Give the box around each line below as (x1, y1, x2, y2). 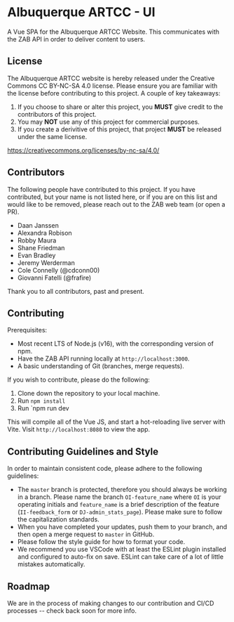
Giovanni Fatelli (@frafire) (17, 273, 92, 282)
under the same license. (17, 132, 88, 141)
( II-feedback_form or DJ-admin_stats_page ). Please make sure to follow (17, 507, 223, 517)
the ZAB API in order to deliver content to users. (7, 34, 146, 43)
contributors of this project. (17, 110, 97, 118)
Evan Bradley (17, 251, 56, 259)
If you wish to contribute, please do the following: (7, 375, 151, 384)
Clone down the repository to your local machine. (17, 389, 160, 398)
